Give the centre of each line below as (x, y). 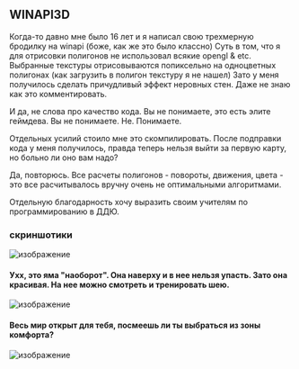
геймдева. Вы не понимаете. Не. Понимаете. (96, 121)
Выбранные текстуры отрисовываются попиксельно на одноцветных (143, 65)
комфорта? (32, 334)
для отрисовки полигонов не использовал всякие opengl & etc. (130, 55)
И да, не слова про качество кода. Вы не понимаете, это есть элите (140, 111)
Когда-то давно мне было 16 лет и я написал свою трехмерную (132, 36)
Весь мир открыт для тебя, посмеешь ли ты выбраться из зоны (135, 325)
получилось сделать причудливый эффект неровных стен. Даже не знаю (150, 84)
